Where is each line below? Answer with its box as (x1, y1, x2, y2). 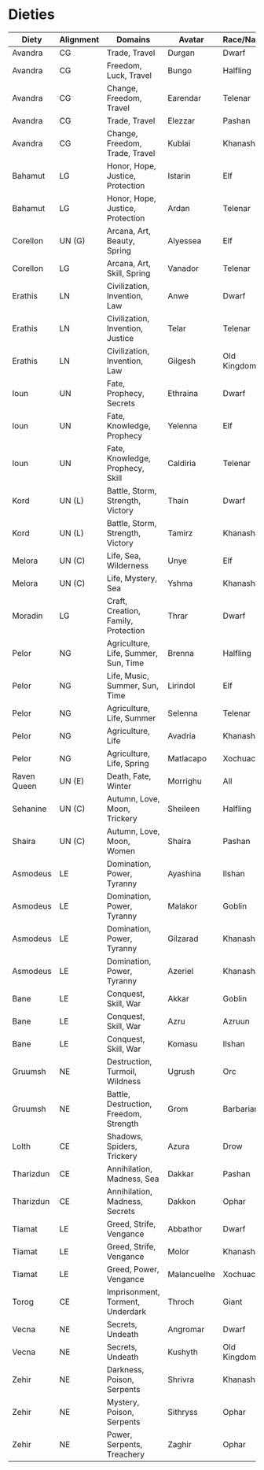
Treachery (106, 1449, 145, 1460)
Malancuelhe (167, 1268, 216, 1279)
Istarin (167, 170, 191, 181)
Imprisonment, (106, 1286, 160, 1297)
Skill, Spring (106, 268, 151, 279)
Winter (106, 780, 132, 791)
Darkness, (106, 1364, 145, 1375)
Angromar (167, 1324, 205, 1335)
